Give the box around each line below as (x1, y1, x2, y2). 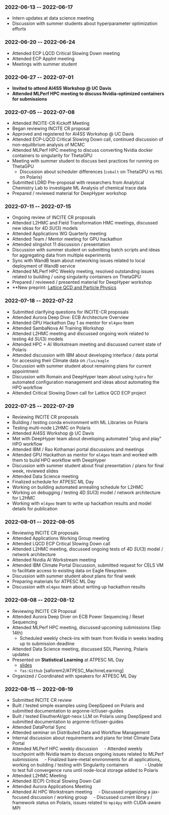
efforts (12, 26, 26, 32)
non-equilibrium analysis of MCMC (12, 142, 85, 148)
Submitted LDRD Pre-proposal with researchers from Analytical (12, 179, 145, 186)
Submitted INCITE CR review (12, 697, 72, 703)
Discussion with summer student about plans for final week (12, 573, 136, 579)
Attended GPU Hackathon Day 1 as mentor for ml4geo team (12, 319, 135, 325)
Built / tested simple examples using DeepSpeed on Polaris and (12, 702, 145, 708)
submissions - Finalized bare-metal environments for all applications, (12, 756, 161, 762)
